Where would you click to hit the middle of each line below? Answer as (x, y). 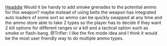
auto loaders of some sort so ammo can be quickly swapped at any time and (84, 17)
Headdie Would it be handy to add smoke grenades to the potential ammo (81, 7)
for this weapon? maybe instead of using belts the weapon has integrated (81, 12)
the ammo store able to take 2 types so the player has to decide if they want (83, 23)
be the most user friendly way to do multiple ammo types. (64, 38)
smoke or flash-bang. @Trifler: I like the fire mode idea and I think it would (81, 33)
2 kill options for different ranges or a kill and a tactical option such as (77, 28)
